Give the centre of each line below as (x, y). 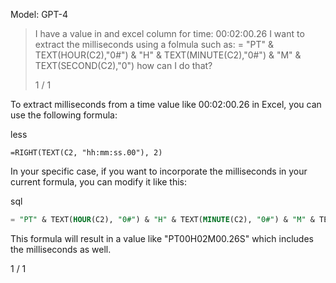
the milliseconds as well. (61, 249)
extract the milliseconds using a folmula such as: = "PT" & (154, 44)
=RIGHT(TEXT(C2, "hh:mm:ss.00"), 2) (86, 153)
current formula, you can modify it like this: (99, 182)
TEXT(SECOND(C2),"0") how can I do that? (123, 65)
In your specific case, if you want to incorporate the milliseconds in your (159, 171)
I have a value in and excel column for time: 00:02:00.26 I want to (169, 33)
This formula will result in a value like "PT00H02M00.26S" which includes (162, 238)
